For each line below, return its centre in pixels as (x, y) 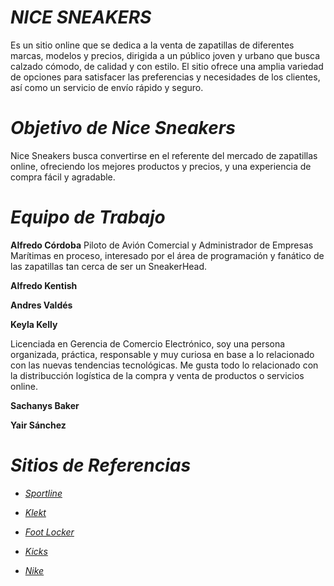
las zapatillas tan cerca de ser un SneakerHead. (109, 266)
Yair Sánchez (38, 425)
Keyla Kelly (34, 324)
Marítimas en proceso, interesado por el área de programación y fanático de (167, 255)
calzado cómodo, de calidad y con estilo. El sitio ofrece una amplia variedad (167, 66)
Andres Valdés (41, 305)
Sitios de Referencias (101, 465)
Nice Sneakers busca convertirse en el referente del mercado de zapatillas (164, 155)
